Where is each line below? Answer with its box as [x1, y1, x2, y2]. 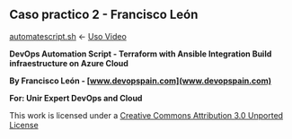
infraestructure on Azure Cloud [9, 57, 128, 68]
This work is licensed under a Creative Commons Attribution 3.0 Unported [9, 109, 284, 120]
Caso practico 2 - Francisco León [9, 7, 199, 22]
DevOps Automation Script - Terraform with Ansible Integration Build [9, 48, 272, 59]
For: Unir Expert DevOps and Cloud [9, 92, 143, 103]
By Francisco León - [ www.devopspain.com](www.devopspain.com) [9, 75, 272, 86]
